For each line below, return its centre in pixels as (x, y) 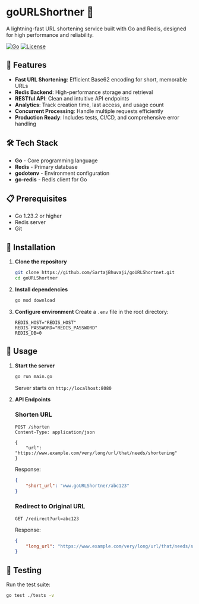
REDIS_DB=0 (28, 333)
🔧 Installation (31, 247)
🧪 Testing (24, 570)
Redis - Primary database (46, 166)
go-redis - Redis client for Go (51, 179)
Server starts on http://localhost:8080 (63, 388)
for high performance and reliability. (50, 34)
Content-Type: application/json (55, 432)
